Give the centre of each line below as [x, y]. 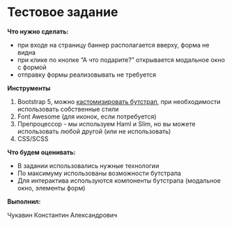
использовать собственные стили [68, 109]
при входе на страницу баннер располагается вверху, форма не [113, 45]
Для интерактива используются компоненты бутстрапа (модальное [119, 180]
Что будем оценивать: [41, 152]
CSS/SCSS [33, 138]
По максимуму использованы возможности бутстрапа [99, 173]
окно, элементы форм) [51, 188]
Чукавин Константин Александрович [62, 215]
